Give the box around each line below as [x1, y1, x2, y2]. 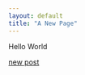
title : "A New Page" [8, 19, 79, 27]
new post [8, 57, 40, 67]
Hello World [8, 41, 48, 51]
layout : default [8, 11, 63, 20]
